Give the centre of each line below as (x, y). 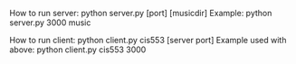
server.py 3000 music (50, 23)
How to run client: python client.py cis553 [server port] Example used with (148, 40)
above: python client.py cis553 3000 (78, 50)
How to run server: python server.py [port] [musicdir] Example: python (141, 13)
